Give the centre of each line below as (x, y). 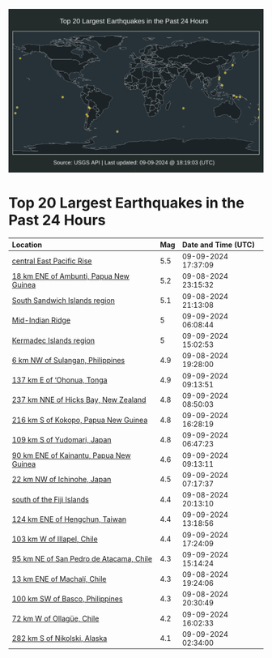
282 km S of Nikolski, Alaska (59, 639)
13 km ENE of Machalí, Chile (59, 579)
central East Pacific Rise (52, 261)
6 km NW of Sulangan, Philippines (68, 360)
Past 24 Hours (57, 220)
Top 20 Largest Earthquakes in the (126, 203)
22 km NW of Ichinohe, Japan (62, 480)
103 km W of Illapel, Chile (55, 539)
